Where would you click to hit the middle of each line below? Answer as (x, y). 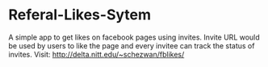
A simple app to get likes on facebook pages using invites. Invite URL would (134, 37)
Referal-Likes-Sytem (80, 15)
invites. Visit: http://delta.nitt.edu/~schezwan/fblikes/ (96, 54)
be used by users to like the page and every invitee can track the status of (132, 45)
